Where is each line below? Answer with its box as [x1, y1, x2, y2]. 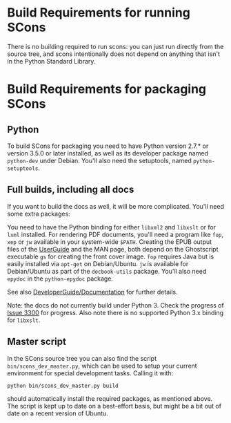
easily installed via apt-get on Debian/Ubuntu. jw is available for [7, 259, 189, 267]
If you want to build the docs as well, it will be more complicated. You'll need [7, 202, 224, 210]
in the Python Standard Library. [7, 57, 96, 65]
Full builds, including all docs [7, 184, 134, 196]
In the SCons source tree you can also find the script [7, 354, 157, 362]
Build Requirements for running [7, 5, 191, 21]
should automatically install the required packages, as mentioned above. [7, 395, 213, 403]
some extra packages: [7, 209, 70, 218]
